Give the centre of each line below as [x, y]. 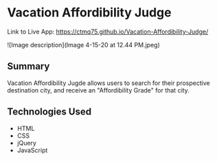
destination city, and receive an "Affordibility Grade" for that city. [99, 90]
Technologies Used [49, 112]
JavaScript [32, 150]
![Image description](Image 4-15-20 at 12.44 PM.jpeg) [83, 45]
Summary [28, 66]
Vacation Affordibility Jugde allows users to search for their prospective [109, 83]
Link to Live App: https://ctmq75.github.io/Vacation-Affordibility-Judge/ [108, 32]
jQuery [26, 143]
